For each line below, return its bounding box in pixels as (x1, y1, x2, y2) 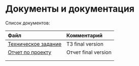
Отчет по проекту (8, 49, 52, 56)
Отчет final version (66, 49, 112, 56)
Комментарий (66, 31, 103, 39)
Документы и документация (5, 3, 134, 15)
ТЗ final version (66, 40, 104, 47)
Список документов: (5, 20, 50, 26)
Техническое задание (8, 40, 62, 47)
